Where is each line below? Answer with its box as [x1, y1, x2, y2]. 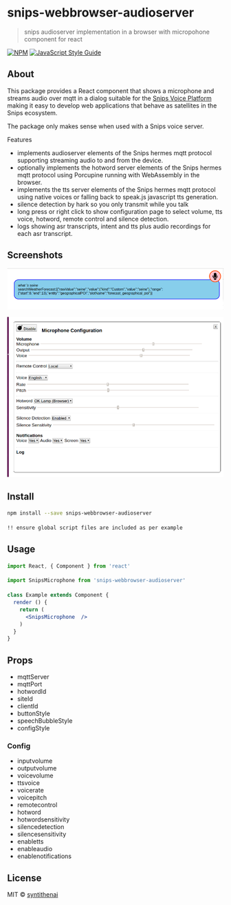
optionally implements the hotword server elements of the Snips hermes [16, 163, 222, 172]
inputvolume [16, 757, 53, 765]
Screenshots [7, 250, 63, 261]
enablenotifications [16, 852, 72, 860]
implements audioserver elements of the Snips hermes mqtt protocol [16, 148, 212, 157]
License [7, 872, 42, 884]
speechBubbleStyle [16, 717, 73, 725]
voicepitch [16, 793, 47, 802]
